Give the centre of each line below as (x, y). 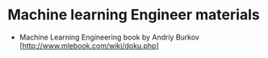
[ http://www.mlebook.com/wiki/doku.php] (89, 45)
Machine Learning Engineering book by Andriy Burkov (109, 37)
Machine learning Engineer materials (134, 15)
